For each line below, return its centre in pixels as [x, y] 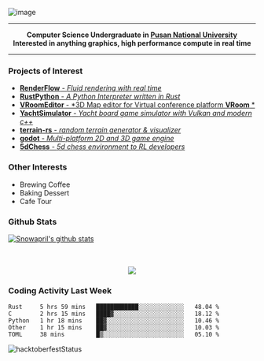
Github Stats [33, 221]
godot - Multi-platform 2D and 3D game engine [97, 139]
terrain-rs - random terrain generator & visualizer [100, 130]
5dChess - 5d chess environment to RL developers [102, 147]
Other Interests [38, 167]
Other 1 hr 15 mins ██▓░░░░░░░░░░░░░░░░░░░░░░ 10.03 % [114, 328]
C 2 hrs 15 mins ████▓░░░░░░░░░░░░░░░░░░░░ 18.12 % [114, 314]
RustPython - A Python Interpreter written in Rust [100, 97]
